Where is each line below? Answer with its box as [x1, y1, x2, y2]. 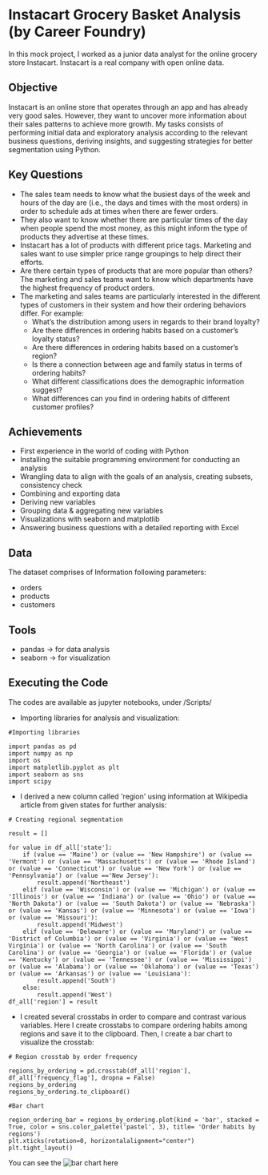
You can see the [8, 1157, 62, 1167]
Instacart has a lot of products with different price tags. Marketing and [19, 240, 252, 250]
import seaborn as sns [8, 771, 84, 779]
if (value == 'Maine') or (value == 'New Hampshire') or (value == [22, 851, 252, 859]
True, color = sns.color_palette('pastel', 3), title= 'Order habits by [8, 1123, 256, 1131]
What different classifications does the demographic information [31, 376, 245, 386]
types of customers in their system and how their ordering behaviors [19, 300, 246, 309]
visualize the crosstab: [19, 1037, 94, 1047]
